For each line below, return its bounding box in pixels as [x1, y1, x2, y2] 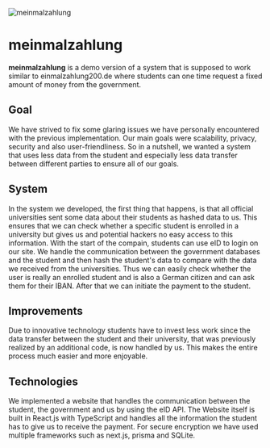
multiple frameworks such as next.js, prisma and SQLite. [8, 430, 196, 440]
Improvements [8, 304, 83, 318]
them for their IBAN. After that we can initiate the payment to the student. [8, 281, 251, 291]
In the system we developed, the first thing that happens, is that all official [8, 203, 254, 213]
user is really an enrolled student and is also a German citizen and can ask [8, 272, 255, 282]
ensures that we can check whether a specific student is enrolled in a [8, 220, 239, 230]
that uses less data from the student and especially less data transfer [8, 150, 238, 160]
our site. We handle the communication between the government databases [8, 246, 260, 256]
